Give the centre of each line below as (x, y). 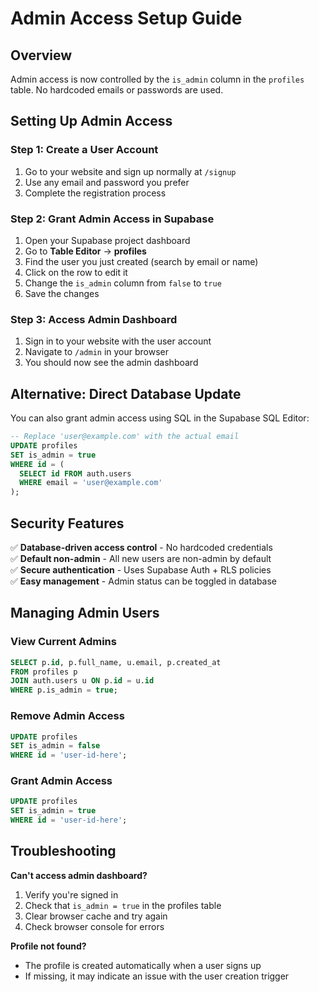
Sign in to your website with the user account (118, 341)
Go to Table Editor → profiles (85, 251)
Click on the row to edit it (76, 272)
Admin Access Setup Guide (126, 18)
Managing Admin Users (85, 613)
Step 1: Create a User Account (84, 150)
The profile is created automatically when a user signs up (143, 965)
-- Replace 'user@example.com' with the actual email (125, 437)
